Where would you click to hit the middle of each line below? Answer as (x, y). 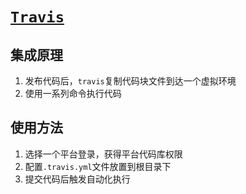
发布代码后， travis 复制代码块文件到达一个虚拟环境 (130, 81)
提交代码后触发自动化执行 (77, 179)
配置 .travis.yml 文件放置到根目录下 (98, 166)
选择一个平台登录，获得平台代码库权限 (103, 154)
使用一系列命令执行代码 (73, 93)
